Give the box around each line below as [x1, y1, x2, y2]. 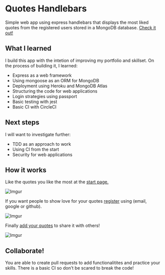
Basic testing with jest [12, 99, 57, 105]
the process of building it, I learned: [5, 62, 78, 68]
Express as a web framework [12, 72, 72, 78]
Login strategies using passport [12, 93, 77, 99]
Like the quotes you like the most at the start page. [5, 179, 109, 185]
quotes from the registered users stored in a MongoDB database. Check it [5, 24, 156, 30]
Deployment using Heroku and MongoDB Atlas [12, 83, 108, 89]
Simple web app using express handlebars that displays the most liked [5, 19, 149, 25]
